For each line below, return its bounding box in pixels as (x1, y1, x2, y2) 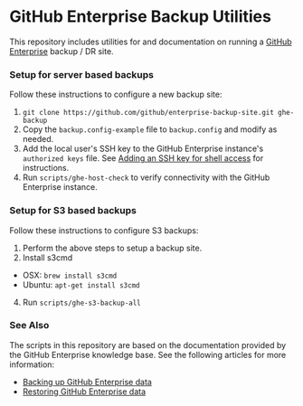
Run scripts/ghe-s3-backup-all (22, 297, 142, 307)
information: (9, 359, 55, 370)
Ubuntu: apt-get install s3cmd (22, 279, 140, 290)
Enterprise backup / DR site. (9, 45, 115, 56)
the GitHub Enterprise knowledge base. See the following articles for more (9, 349, 287, 360)
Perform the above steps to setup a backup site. (22, 242, 203, 253)
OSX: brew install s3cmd (22, 269, 118, 280)
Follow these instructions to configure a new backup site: (9, 89, 223, 100)
